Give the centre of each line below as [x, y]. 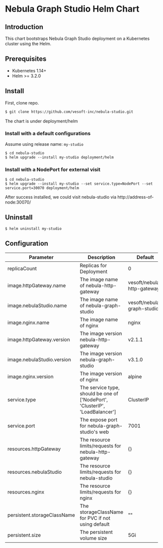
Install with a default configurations [48, 134]
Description [101, 257]
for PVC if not [95, 518]
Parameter [41, 257]
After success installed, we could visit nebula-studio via [61, 197]
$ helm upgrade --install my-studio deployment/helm [59, 157]
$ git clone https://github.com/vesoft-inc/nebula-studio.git [69, 112]
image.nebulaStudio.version [39, 360]
